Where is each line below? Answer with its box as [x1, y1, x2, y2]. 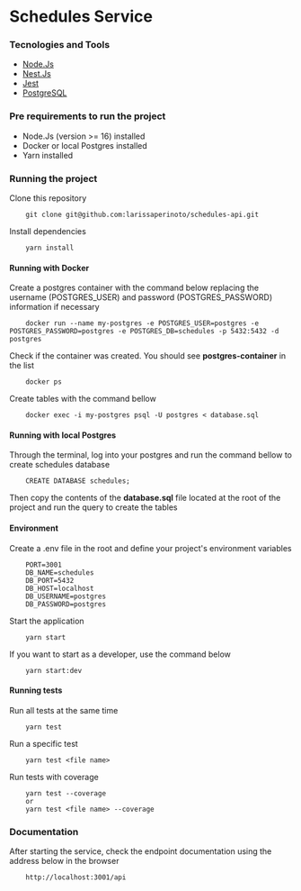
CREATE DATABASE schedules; [25, 477, 130, 486]
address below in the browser [9, 856, 120, 867]
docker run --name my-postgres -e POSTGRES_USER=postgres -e [25, 319, 259, 328]
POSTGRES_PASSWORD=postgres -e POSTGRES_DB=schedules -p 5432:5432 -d [9, 327, 279, 336]
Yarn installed [22, 150, 74, 160]
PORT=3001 [25, 560, 63, 569]
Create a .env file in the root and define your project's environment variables [9, 542, 292, 553]
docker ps [25, 377, 63, 386]
